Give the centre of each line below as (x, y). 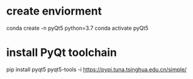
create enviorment (54, 11)
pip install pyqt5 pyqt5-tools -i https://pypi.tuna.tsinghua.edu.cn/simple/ (96, 69)
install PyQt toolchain (61, 53)
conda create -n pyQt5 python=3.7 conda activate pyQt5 (78, 28)
